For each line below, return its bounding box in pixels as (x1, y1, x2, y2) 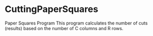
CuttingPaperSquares (5, 3, 99, 15)
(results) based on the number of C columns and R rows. (5, 25, 124, 31)
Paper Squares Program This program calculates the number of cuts (5, 20, 148, 26)
